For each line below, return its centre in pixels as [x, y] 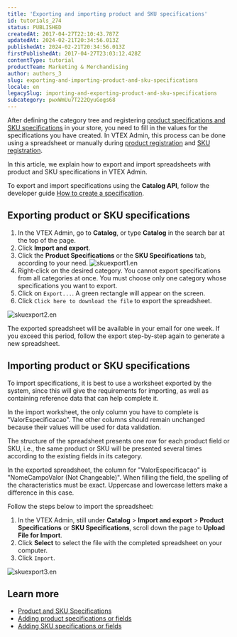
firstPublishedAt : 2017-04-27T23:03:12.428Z [74, 54]
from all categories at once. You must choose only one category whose [122, 278]
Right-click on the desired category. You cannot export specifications [119, 270]
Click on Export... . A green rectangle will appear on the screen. [111, 293]
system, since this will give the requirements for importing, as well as [108, 390]
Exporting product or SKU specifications [99, 215]
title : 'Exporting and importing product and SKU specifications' [108, 14]
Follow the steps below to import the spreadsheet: [81, 506]
